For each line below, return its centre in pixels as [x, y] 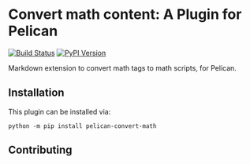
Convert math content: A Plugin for [125, 15]
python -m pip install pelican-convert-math [82, 126]
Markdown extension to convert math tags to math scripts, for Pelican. [122, 67]
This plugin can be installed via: [60, 111]
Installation [36, 93]
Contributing [40, 150]
